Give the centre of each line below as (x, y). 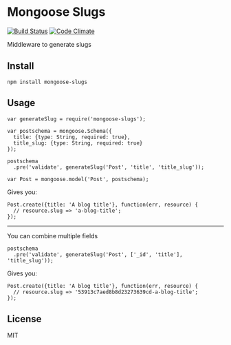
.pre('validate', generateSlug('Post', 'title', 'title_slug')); (109, 167)
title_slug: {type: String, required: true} (78, 143)
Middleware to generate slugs (49, 44)
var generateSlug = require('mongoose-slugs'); (77, 119)
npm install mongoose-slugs (47, 82)
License (24, 318)
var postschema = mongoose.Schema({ (59, 131)
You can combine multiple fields (53, 236)
